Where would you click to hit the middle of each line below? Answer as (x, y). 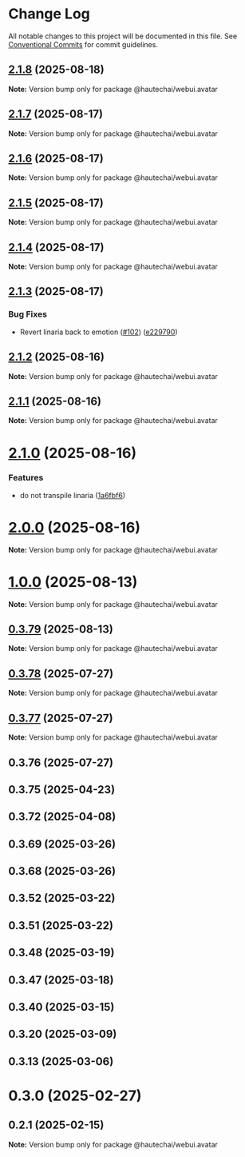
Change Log (49, 14)
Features (26, 478)
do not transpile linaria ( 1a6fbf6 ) (73, 495)
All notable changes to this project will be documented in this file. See (123, 36)
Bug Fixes (28, 314)
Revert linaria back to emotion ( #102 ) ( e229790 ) (99, 332)
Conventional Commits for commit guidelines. (83, 44)
